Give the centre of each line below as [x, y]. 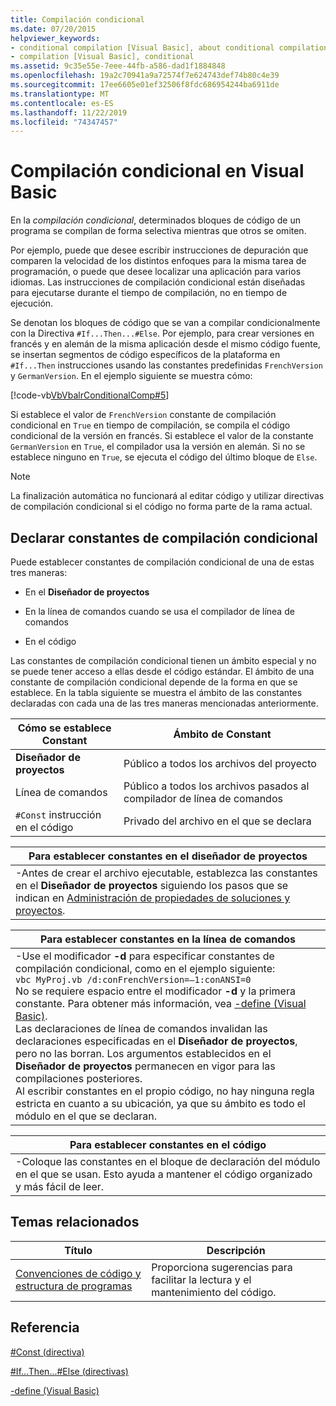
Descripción [236, 1250]
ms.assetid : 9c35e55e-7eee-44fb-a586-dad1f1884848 [118, 66]
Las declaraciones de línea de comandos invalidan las [141, 1028]
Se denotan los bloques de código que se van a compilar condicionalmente [165, 323]
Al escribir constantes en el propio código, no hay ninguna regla [165, 1091]
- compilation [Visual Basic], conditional [102, 57]
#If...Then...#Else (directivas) [69, 1371]
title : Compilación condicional [77, 19]
